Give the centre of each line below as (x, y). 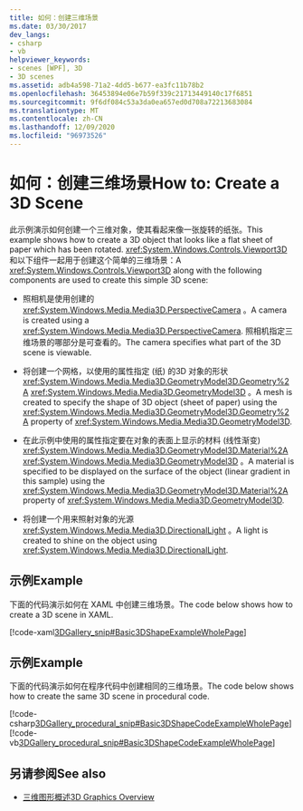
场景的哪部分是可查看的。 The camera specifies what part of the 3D (156, 342)
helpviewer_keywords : (50, 60)
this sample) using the (64, 480)
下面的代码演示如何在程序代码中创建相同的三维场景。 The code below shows (151, 686)
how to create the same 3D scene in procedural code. (109, 696)
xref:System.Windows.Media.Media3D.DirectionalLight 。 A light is (145, 530)
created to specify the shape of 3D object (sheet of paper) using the (150, 402)
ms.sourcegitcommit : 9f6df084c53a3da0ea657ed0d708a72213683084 (131, 102)
